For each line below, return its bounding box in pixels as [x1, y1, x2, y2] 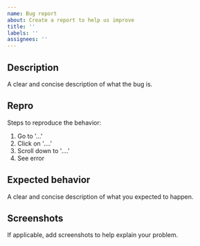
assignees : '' [7, 36, 48, 43]
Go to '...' [17, 132, 43, 140]
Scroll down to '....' [17, 146, 71, 155]
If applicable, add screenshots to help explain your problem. [7, 231, 179, 239]
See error [17, 154, 45, 162]
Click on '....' [17, 139, 53, 148]
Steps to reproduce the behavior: [7, 118, 102, 127]
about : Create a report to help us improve [7, 17, 135, 24]
